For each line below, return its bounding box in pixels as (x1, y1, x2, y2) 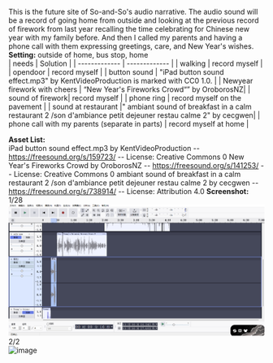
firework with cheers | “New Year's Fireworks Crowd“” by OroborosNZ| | (8, 84, 250, 94)
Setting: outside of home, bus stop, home (8, 50, 149, 59)
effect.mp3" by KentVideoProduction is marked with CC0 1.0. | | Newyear (8, 76, 253, 85)
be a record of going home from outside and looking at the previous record (8, 15, 259, 25)
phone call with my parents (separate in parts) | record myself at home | (8, 119, 249, 128)
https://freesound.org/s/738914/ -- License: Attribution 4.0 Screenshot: (8, 187, 249, 196)
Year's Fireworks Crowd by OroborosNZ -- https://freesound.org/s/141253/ (8, 161, 259, 170)
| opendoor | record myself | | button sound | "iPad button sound (8, 67, 224, 76)
